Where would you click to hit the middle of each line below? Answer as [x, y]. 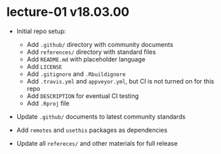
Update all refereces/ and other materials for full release [97, 143]
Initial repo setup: [41, 31]
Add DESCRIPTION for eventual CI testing [83, 96]
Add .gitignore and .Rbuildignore [76, 74]
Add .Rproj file [48, 103]
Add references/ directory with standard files [91, 52]
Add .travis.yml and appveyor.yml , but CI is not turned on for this [121, 81]
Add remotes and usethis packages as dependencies [92, 130]
